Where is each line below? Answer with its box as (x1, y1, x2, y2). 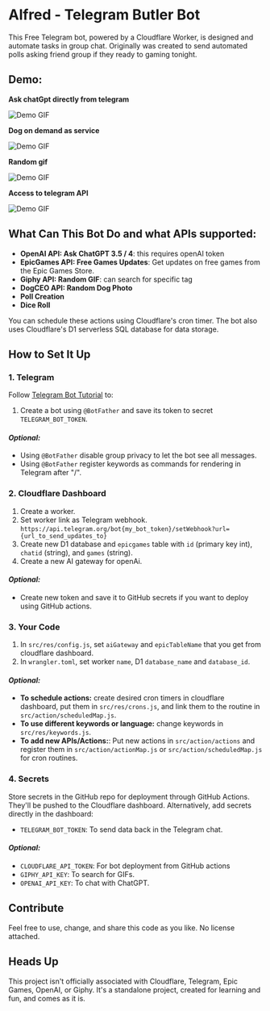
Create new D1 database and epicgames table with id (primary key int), (19, 539, 252, 549)
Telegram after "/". (19, 468, 82, 478)
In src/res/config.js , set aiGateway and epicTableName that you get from (19, 640, 262, 650)
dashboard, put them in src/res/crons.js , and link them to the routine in (19, 702, 260, 712)
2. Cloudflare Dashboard (8, 488, 106, 499)
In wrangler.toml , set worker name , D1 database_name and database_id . (19, 657, 251, 666)
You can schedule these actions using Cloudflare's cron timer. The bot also (8, 315, 258, 325)
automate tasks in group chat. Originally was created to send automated (8, 40, 248, 50)
